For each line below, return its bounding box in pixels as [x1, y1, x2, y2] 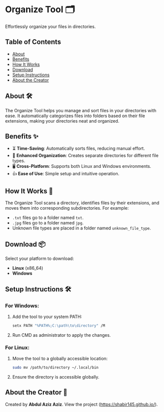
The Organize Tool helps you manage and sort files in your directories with [5, 107, 157, 113]
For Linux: [5, 344, 30, 351]
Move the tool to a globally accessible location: [12, 355, 108, 361]
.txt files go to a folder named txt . [12, 215, 84, 221]
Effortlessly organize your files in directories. [5, 23, 96, 30]
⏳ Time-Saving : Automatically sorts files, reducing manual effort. [12, 146, 145, 152]
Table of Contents [5, 38, 62, 46]
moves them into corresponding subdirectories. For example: [5, 205, 129, 211]
